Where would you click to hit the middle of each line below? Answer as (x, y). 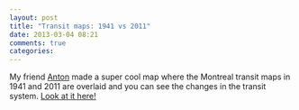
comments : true (38, 43)
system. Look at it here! (53, 96)
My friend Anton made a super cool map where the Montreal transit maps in (150, 77)
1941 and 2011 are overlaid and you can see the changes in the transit (138, 87)
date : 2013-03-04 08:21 (54, 34)
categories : (32, 51)
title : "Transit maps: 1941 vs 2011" (80, 26)
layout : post (34, 18)
